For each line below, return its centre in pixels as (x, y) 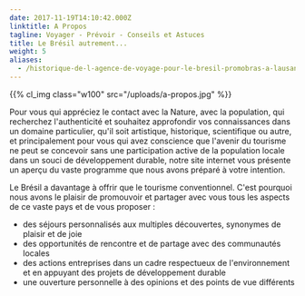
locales (36, 253)
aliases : (26, 60)
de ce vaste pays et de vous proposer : (83, 206)
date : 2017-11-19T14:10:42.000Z (70, 18)
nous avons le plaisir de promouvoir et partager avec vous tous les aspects (150, 197)
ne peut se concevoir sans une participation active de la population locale (147, 150)
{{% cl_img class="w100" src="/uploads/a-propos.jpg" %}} (121, 94)
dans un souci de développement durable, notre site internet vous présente (150, 160)
